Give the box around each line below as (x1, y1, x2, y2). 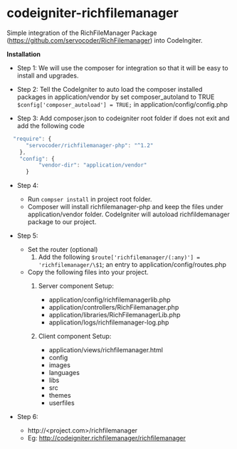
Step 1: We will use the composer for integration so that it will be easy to (16, 63, 228, 72)
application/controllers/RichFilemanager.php (48, 303, 179, 312)
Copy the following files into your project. (27, 268, 149, 277)
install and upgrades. (16, 71, 79, 80)
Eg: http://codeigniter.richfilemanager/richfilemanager (27, 434, 186, 443)
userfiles (48, 398, 75, 407)
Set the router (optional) (27, 245, 98, 254)
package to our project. (27, 218, 97, 226)
